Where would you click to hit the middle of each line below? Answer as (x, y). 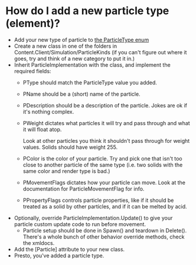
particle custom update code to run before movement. (80, 224)
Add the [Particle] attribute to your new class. (69, 249)
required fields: (32, 71)
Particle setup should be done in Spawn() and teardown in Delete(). (105, 230)
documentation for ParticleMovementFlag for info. (84, 189)
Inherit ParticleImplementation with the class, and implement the (92, 65)
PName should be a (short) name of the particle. (81, 94)
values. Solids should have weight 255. (70, 147)
